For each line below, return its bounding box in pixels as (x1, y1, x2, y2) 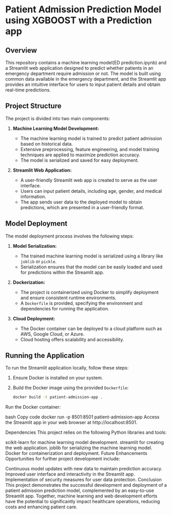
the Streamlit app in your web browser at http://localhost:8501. (5, 419, 138, 426)
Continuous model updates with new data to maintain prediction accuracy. (5, 466, 163, 472)
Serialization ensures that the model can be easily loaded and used (20, 264, 163, 270)
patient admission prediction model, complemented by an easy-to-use (5, 487, 154, 494)
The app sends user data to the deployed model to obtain (20, 199, 142, 205)
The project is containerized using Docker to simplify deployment (20, 289, 159, 295)
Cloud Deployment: (12, 315, 55, 322)
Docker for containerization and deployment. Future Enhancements (5, 450, 148, 456)
